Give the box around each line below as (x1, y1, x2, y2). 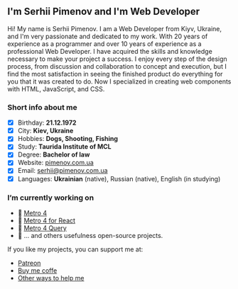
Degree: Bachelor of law (17, 150, 90, 159)
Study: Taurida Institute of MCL (17, 142, 112, 151)
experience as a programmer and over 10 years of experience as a (7, 39, 202, 48)
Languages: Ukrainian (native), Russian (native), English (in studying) (17, 174, 221, 183)
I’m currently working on (7, 193, 94, 203)
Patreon (17, 259, 41, 267)
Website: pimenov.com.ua (17, 159, 94, 167)
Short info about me (7, 102, 78, 112)
